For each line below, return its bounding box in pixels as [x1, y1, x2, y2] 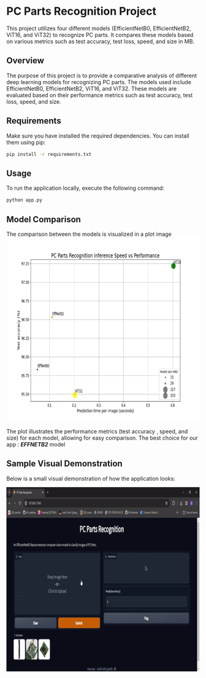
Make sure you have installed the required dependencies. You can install [6, 132, 189, 139]
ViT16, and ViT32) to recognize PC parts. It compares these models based [6, 31, 194, 38]
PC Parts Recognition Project [6, 4, 157, 18]
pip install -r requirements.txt [6, 151, 92, 157]
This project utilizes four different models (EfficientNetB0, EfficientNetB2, [6, 25, 191, 32]
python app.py [6, 197, 43, 203]
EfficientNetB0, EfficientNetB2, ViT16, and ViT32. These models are [6, 85, 177, 92]
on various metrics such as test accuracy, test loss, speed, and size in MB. [6, 37, 195, 45]
